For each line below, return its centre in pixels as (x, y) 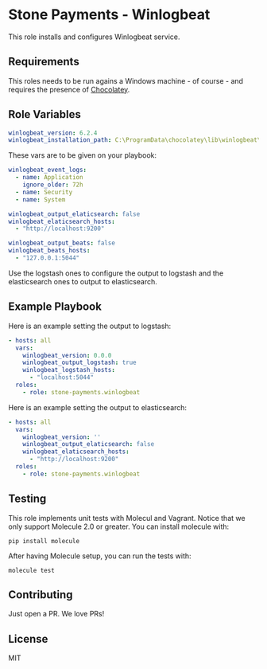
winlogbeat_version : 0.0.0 (67, 355)
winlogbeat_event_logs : (48, 170)
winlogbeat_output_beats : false (62, 243)
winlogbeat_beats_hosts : (49, 251)
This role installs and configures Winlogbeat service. (94, 37)
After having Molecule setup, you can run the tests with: (100, 556)
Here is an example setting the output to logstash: (90, 326)
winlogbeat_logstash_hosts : (69, 370)
